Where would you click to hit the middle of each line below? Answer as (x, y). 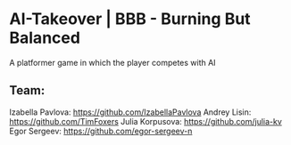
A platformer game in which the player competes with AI (112, 62)
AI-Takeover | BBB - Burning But (130, 19)
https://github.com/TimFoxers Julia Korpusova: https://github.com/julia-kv (146, 121)
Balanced (45, 38)
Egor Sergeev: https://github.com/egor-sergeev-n (101, 131)
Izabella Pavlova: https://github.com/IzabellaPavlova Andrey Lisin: (130, 112)
